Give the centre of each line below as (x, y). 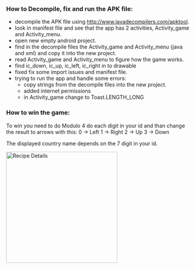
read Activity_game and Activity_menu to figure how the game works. (99, 60)
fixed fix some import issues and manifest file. (71, 72)
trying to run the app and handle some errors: (70, 78)
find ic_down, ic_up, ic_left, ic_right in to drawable (75, 66)
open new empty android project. (55, 41)
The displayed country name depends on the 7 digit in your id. (82, 143)
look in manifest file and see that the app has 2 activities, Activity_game (102, 28)
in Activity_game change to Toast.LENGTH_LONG (84, 97)
